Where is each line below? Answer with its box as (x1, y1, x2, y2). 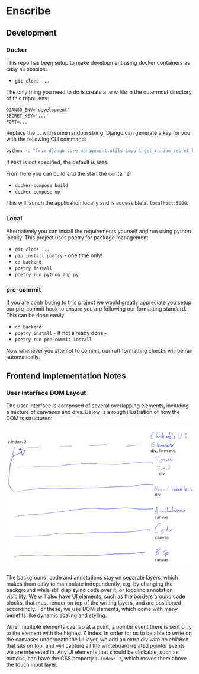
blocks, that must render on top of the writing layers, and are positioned (6, 599, 182, 606)
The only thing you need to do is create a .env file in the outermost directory (6, 88, 192, 96)
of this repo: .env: (6, 94, 49, 102)
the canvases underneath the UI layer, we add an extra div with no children (6, 636, 189, 643)
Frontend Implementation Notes (6, 371, 126, 381)
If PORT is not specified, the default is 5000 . (6, 159, 109, 166)
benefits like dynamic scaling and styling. (6, 612, 107, 619)
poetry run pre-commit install (14, 337, 92, 343)
